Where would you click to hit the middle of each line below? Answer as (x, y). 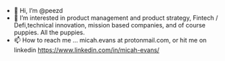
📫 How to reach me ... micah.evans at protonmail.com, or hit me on (110, 40)
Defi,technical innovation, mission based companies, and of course (109, 25)
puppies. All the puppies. (49, 32)
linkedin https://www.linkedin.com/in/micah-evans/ (87, 50)
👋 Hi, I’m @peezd (38, 11)
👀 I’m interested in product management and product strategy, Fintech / (116, 18)
